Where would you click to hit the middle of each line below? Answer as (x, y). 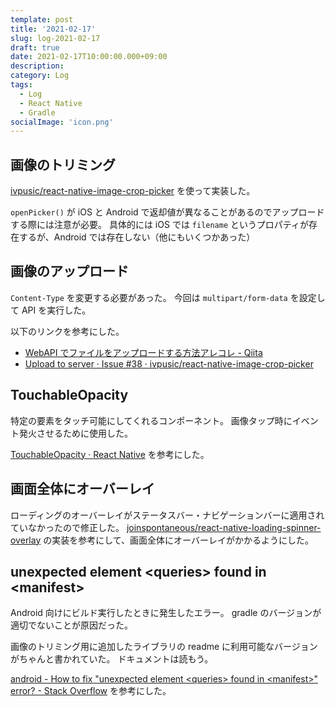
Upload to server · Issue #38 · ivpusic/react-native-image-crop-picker (169, 363)
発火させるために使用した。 (75, 433)
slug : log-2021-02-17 (55, 38)
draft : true (35, 47)
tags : (21, 85)
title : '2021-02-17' (53, 29)
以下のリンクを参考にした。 (67, 331)
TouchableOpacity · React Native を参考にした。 (110, 454)
